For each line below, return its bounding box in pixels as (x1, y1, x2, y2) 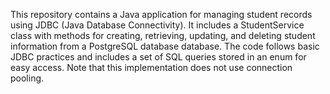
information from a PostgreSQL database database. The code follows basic (10, 40, 320, 52)
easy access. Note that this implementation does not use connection (10, 62, 293, 73)
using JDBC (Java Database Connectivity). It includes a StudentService (10, 19, 305, 31)
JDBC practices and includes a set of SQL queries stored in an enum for (10, 51, 307, 63)
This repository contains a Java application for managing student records (10, 9, 313, 20)
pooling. (10, 72, 45, 84)
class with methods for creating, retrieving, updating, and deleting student (10, 30, 316, 41)
